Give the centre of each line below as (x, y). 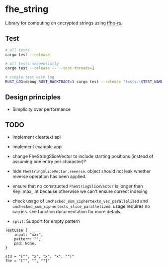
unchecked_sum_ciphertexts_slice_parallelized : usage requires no (81, 206)
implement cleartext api (37, 137)
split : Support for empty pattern (46, 221)
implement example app (37, 146)
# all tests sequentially (32, 64)
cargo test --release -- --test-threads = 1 (50, 68)
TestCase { (16, 230)
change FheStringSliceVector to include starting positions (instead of (83, 156)
